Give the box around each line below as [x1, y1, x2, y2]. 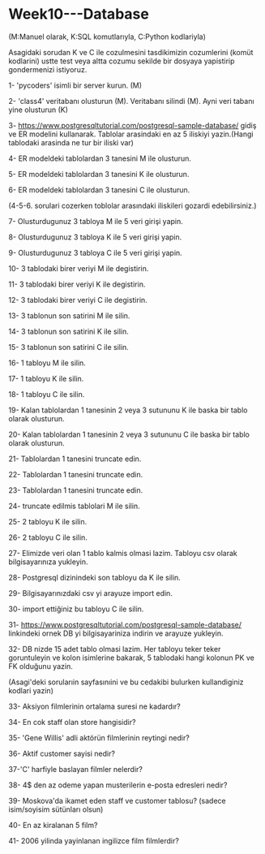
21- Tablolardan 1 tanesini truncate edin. [8, 454, 142, 464]
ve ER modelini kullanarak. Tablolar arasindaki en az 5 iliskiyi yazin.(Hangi [8, 129, 254, 139]
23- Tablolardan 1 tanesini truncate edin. [8, 485, 143, 495]
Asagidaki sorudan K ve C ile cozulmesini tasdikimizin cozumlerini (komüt [8, 47, 254, 57]
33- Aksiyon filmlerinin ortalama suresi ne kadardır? [8, 701, 181, 711]
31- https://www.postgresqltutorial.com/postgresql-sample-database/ [8, 619, 241, 629]
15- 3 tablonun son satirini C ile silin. [8, 342, 130, 352]
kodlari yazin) [8, 685, 54, 695]
